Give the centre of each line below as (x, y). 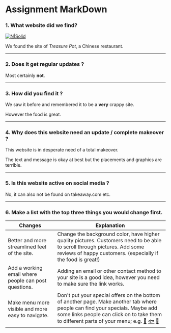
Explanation (110, 225)
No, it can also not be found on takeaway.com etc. (58, 194)
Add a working (25, 268)
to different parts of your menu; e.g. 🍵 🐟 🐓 (108, 321)
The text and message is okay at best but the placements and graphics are (83, 160)
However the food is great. (33, 114)
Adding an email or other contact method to (109, 271)
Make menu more (29, 303)
